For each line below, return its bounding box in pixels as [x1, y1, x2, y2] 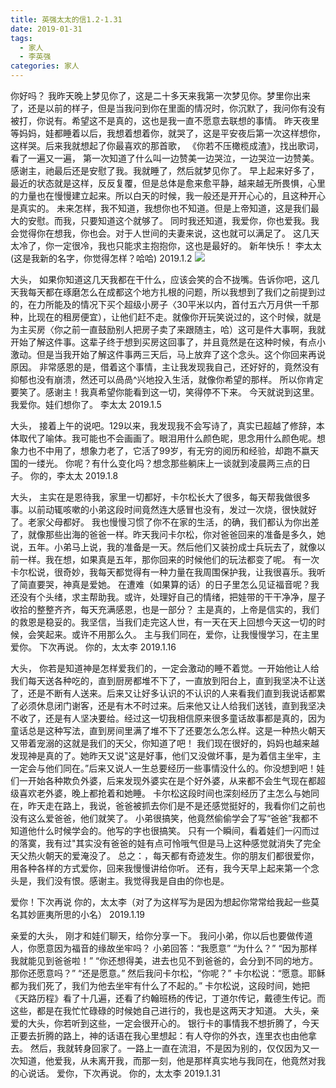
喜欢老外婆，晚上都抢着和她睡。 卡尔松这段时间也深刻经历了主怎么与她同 [18, 787, 320, 799]
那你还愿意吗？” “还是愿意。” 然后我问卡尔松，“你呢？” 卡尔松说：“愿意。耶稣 [10, 967, 326, 979]
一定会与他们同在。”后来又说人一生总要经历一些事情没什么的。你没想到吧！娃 [10, 762, 326, 774]
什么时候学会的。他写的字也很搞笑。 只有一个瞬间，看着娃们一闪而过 [36, 825, 320, 836]
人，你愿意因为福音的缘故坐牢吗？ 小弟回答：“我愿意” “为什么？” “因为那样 [10, 942, 318, 954]
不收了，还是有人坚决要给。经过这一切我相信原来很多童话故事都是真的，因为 [10, 712, 326, 724]
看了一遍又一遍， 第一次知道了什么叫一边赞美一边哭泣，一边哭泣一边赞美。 [10, 152, 320, 164]
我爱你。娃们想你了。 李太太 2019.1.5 [10, 399, 162, 410]
